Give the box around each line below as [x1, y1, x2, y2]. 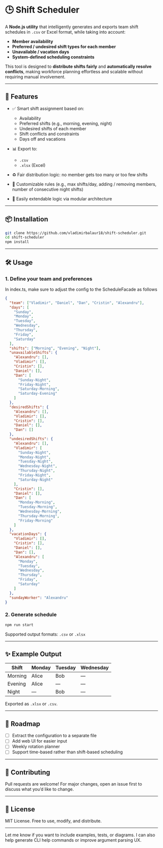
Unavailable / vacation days [12, 49, 69, 55]
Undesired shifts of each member [19, 125, 86, 131]
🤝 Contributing [5, 768, 50, 776]
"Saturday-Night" [17, 477, 53, 482]
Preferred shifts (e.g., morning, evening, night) [19, 121, 113, 126]
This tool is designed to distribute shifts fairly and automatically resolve [5, 63, 152, 69]
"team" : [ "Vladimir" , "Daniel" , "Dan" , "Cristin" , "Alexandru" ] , [9, 300, 145, 305]
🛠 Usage [5, 258, 33, 266]
